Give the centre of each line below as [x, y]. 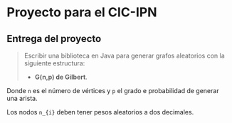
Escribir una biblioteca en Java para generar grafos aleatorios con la [124, 55]
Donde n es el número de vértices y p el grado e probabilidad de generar [113, 91]
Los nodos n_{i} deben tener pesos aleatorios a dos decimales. [100, 112]
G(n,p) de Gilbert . [61, 77]
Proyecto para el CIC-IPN [82, 12]
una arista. [22, 98]
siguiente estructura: [54, 63]
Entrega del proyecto [54, 39]
